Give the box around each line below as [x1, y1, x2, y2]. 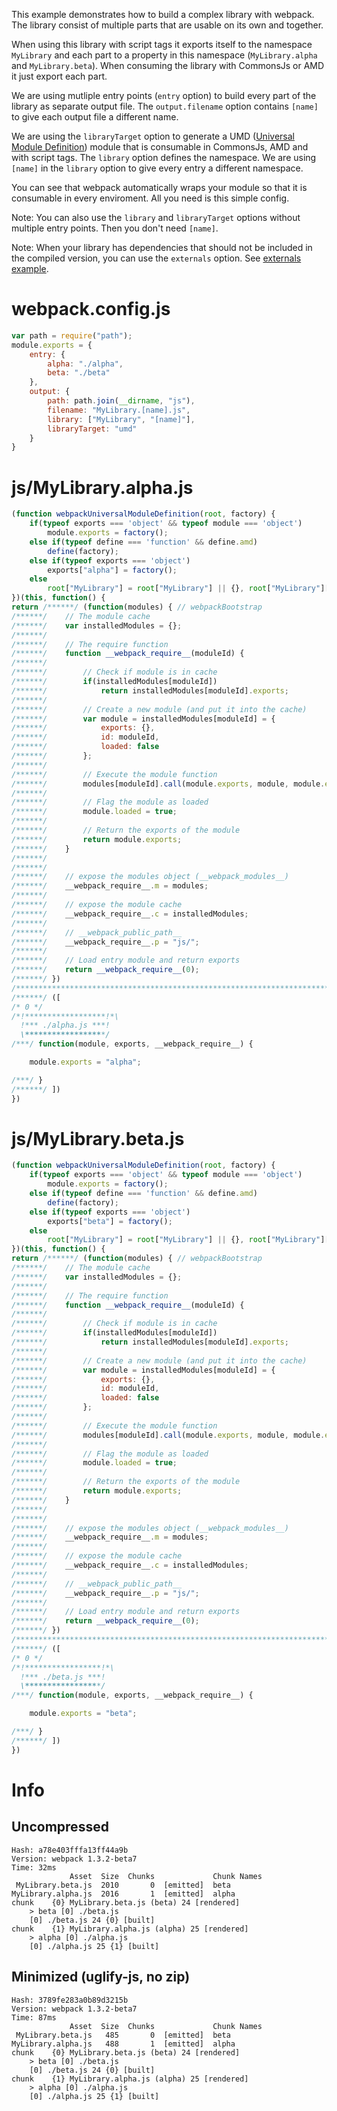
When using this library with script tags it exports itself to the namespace [11, 39, 313, 50]
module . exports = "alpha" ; [29, 1057, 142, 1067]
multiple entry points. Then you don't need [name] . [11, 222, 219, 234]
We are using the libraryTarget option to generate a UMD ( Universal [11, 130, 295, 142]
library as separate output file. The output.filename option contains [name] [11, 100, 319, 112]
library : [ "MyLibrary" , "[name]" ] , [47, 414, 196, 424]
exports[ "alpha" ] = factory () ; [47, 565, 178, 575]
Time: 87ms [11, 2012, 57, 2023]
